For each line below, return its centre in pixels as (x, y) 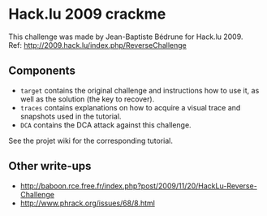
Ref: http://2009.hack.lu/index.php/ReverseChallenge (97, 45)
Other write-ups (50, 166)
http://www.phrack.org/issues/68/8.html (88, 203)
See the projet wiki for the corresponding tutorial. (90, 140)
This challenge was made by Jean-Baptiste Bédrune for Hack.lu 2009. (126, 37)
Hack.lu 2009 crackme (87, 14)
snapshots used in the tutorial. (71, 116)
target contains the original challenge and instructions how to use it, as (140, 90)
